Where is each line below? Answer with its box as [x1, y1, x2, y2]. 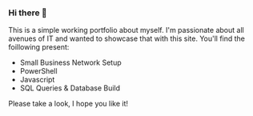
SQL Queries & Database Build [19, 83, 121, 93]
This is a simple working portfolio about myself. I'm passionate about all [8, 26, 244, 35]
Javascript [19, 75, 55, 85]
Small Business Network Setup [19, 58, 122, 67]
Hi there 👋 [8, 7, 48, 18]
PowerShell [19, 66, 58, 76]
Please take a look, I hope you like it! [8, 99, 129, 109]
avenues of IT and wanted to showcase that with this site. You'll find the [8, 34, 246, 43]
